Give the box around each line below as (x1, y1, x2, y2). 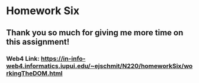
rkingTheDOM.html (6, 69, 63, 77)
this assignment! (6, 36, 70, 47)
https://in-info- (40, 54, 86, 62)
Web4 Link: (6, 54, 40, 62)
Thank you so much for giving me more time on (6, 28, 184, 38)
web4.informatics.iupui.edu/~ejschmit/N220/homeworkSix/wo (6, 62, 193, 70)
